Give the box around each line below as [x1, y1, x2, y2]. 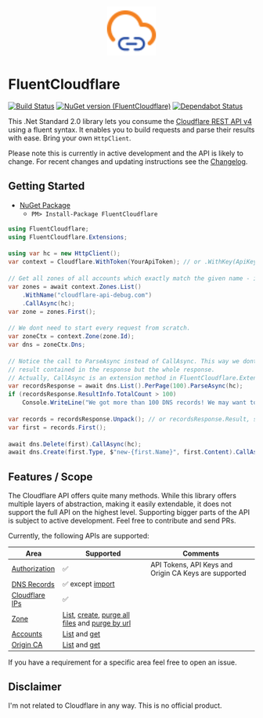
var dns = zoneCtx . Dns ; [8, 341, 86, 348]
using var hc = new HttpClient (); [8, 250, 121, 257]
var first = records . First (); [8, 423, 107, 432]
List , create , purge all [62, 610, 131, 619]
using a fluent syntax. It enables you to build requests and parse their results [8, 125, 255, 134]
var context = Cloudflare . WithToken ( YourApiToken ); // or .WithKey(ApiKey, [8, 258, 261, 266]
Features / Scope [8, 470, 93, 483]
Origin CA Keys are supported [150, 568, 247, 578]
